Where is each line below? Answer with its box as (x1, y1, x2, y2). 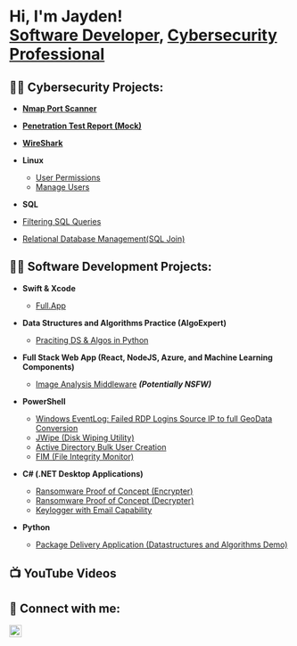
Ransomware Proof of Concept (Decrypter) (35, 495, 194, 505)
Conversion (35, 422, 78, 433)
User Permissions (35, 172, 101, 183)
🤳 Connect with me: (9, 601, 120, 616)
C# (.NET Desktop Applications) (21, 468, 144, 478)
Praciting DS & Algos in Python (35, 334, 149, 345)
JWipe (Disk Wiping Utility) (35, 432, 135, 443)
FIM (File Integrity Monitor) (35, 451, 135, 462)
